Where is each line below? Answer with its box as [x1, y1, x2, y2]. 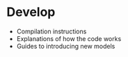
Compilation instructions [16, 27, 87, 35]
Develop [6, 4, 56, 20]
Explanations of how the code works [16, 34, 122, 42]
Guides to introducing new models [16, 42, 115, 50]
